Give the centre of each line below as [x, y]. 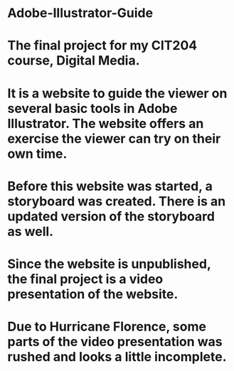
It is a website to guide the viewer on [117, 93]
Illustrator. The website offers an [106, 123]
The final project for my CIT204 [102, 46]
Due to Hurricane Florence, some [107, 327]
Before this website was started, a [110, 186]
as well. [31, 231]
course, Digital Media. [74, 61]
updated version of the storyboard [111, 216]
